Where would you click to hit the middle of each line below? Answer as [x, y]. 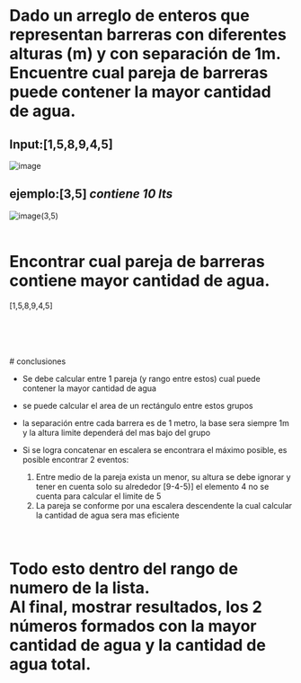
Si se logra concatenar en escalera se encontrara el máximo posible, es [155, 449]
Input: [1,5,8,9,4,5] [62, 144]
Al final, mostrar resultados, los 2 [136, 607]
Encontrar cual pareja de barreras [137, 262]
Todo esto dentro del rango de [124, 568]
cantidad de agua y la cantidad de [138, 645]
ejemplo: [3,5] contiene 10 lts [91, 194]
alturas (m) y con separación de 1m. [145, 54]
